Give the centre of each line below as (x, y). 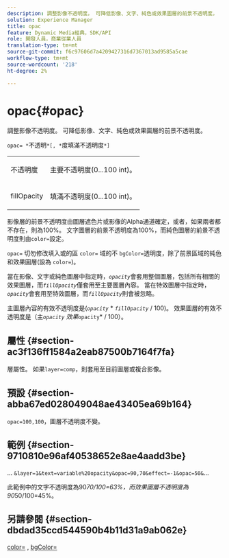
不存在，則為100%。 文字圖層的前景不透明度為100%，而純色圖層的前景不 (111, 230)
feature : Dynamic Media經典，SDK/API (59, 33)
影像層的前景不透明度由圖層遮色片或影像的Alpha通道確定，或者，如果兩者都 (114, 222)
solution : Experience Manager (50, 20)
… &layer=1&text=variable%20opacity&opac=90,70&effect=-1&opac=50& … (108, 473)
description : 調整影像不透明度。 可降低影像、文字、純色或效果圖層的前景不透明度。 (112, 13)
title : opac (24, 26)
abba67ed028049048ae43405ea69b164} (100, 404)
